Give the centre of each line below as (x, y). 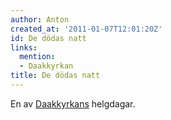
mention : (37, 57)
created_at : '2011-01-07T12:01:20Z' (86, 29)
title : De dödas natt (55, 76)
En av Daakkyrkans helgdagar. (73, 103)
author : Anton (40, 19)
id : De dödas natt (48, 38)
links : (24, 47)
